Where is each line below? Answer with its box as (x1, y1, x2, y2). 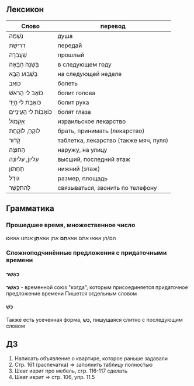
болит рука (57, 98, 89, 106)
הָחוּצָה (9, 145, 25, 154)
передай (57, 41, 82, 49)
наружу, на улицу (57, 145, 108, 154)
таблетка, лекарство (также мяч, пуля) (57, 136, 168, 144)
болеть (57, 79, 78, 87)
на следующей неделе (57, 69, 122, 78)
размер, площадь (57, 174, 108, 182)
